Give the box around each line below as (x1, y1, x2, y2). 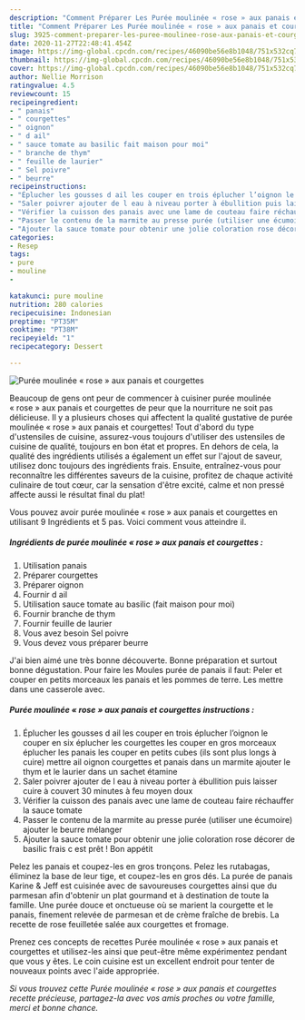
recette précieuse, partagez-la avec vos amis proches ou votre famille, (9, 992, 276, 1004)
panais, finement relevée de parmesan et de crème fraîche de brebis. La (9, 909, 280, 920)
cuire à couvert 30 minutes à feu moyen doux (22, 785, 193, 796)
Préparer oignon (22, 579, 84, 590)
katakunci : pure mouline (9, 292, 103, 301)
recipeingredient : (9, 97, 79, 107)
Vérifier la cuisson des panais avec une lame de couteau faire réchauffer (22, 795, 294, 806)
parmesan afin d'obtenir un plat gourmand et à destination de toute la (9, 889, 270, 900)
